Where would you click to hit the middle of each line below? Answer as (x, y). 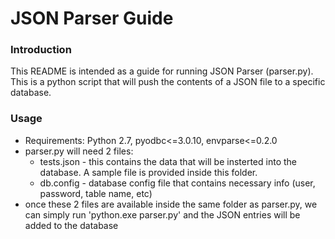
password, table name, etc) (96, 193)
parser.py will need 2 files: (79, 151)
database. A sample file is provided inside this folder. (148, 172)
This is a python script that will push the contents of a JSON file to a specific (168, 82)
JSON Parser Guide (92, 18)
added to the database (71, 225)
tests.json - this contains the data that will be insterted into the (168, 161)
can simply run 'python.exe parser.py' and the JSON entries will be (162, 214)
